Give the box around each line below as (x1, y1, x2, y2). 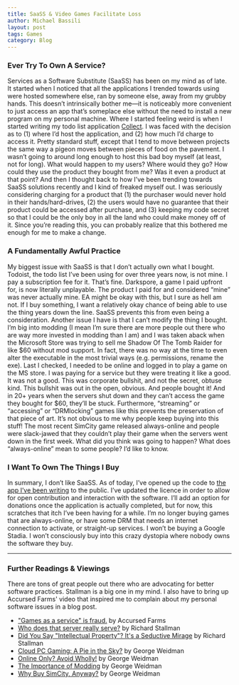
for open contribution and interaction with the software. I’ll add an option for (7, 494, 230, 502)
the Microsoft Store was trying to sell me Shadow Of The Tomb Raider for (7, 338, 223, 347)
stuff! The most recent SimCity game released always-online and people (7, 422, 220, 430)
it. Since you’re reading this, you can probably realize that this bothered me (7, 220, 228, 229)
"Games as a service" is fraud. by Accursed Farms (17, 616, 166, 625)
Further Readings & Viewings (7, 563, 110, 573)
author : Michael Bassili (7, 17, 81, 24)
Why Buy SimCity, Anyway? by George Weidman (17, 669, 161, 678)
